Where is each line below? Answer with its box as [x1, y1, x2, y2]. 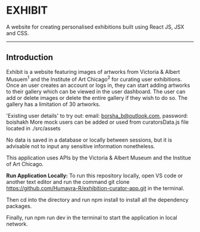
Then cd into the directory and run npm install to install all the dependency [6, 196, 189, 203]
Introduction [6, 52, 54, 62]
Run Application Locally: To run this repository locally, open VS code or [6, 172, 183, 179]
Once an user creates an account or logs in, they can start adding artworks [6, 81, 190, 89]
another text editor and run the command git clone [6, 178, 130, 186]
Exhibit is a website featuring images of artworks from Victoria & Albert [6, 68, 180, 75]
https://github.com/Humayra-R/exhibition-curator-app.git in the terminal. [6, 185, 185, 192]
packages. [6, 203, 32, 210]
